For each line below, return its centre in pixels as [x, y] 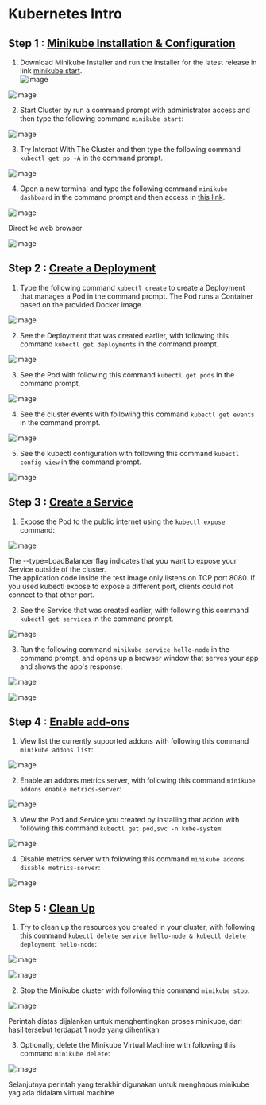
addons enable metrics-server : [71, 789]
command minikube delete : [65, 1054]
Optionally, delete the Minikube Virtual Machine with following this [127, 1045]
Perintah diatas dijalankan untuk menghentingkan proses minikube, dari [125, 1021]
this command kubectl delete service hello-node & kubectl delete [133, 935]
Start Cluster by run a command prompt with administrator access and [135, 110]
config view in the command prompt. [81, 462]
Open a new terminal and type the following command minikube [123, 189]
